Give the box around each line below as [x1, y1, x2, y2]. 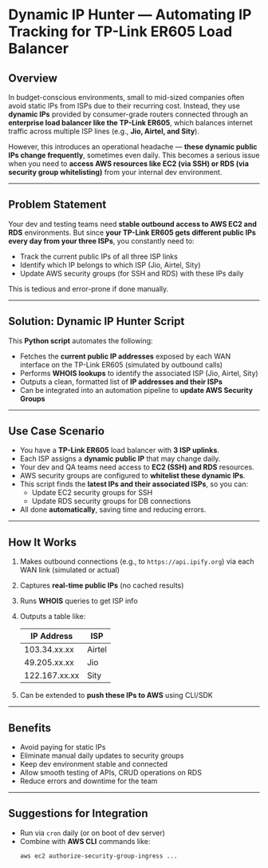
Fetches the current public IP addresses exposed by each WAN [19, 351, 231, 361]
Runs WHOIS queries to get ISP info [19, 597, 138, 606]
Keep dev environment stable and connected [19, 759, 168, 769]
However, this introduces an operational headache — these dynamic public [8, 142, 258, 151]
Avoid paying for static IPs [19, 743, 106, 752]
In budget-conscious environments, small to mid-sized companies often [8, 93, 245, 101]
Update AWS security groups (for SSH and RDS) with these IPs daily [19, 268, 244, 278]
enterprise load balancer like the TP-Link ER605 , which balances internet [8, 118, 253, 127]
